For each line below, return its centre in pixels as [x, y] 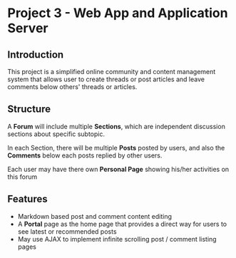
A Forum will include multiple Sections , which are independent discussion [117, 126]
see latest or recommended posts [67, 231]
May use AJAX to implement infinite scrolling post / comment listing [117, 239]
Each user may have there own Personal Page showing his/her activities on [118, 169]
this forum [22, 177]
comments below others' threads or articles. [72, 87]
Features [27, 199]
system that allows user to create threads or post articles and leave [106, 79]
